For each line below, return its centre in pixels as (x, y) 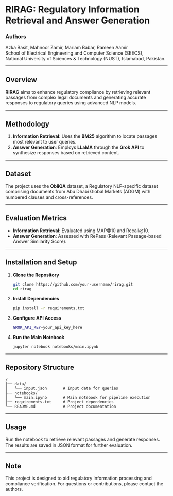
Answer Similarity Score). (40, 241)
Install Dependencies (36, 299)
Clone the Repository (36, 275)
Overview (21, 79)
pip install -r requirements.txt (49, 308)
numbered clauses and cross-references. (49, 197)
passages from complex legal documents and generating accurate (76, 98)
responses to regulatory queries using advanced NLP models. (71, 103)
